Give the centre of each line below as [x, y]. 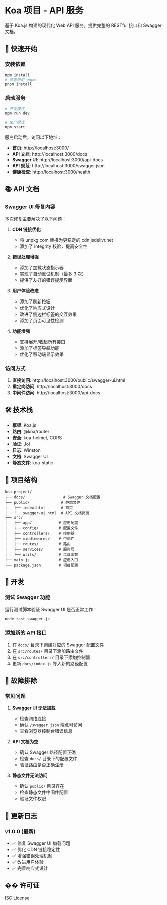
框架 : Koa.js [24, 425]
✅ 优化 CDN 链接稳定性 [36, 849]
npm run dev [17, 113]
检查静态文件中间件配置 [44, 792]
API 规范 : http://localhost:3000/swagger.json [58, 166]
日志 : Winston [26, 450]
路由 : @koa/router [31, 431]
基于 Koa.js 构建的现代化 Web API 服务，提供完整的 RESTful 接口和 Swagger [83, 25]
